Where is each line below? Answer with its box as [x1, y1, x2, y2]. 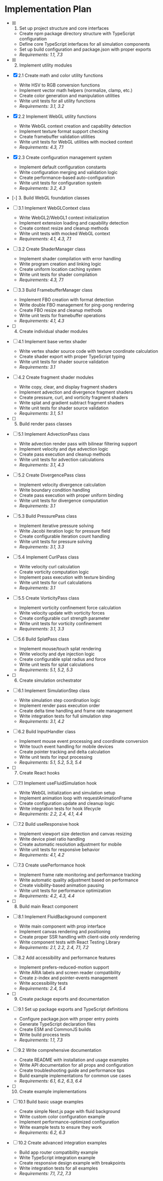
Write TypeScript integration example [19, 1154, 96, 1161]
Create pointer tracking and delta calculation [19, 749, 110, 755]
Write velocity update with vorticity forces [19, 610, 105, 616]
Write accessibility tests [19, 980, 68, 986]
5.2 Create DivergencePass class [18, 472, 86, 478]
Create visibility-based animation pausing [19, 882, 105, 888]
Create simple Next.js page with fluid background [19, 1108, 121, 1114]
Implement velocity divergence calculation [19, 481, 106, 487]
